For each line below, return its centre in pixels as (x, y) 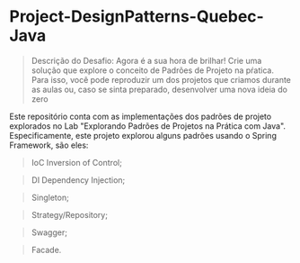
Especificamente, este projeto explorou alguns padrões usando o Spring (143, 135)
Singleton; (50, 197)
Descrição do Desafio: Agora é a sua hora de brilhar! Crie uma (146, 60)
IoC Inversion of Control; (77, 162)
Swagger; (49, 232)
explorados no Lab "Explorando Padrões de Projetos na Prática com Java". (147, 126)
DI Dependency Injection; (78, 180)
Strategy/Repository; (69, 214)
